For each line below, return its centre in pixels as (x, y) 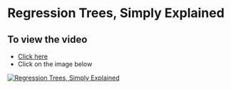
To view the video (47, 40)
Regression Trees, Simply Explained (116, 13)
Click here (33, 56)
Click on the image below (55, 64)
